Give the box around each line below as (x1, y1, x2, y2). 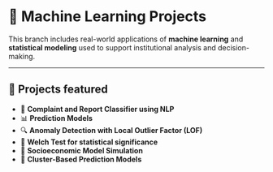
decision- (218, 42, 250, 52)
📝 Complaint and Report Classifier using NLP (19, 104, 175, 114)
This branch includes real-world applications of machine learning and (8, 34, 244, 44)
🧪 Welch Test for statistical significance (19, 137, 158, 147)
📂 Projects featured (8, 83, 108, 97)
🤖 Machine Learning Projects (8, 7, 207, 26)
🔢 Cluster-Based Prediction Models (19, 154, 142, 164)
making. (8, 51, 36, 61)
